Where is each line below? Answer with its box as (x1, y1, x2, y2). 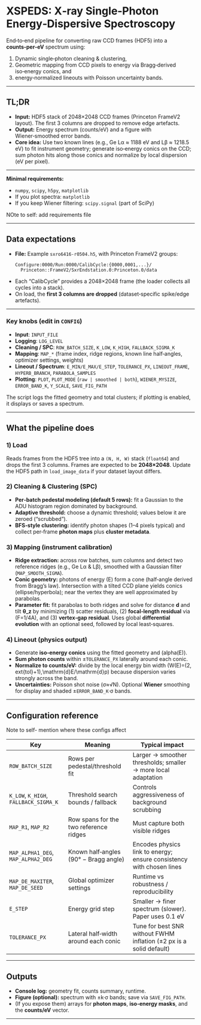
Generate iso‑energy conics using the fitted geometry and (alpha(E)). (14, 649, 187, 656)
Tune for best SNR (132, 922, 184, 931)
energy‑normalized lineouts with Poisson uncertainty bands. (14, 74, 163, 81)
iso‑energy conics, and (14, 67, 72, 75)
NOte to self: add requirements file (6, 211, 92, 218)
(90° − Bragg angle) (68, 855, 124, 863)
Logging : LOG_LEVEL (14, 337, 63, 344)
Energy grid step (68, 905, 115, 913)
